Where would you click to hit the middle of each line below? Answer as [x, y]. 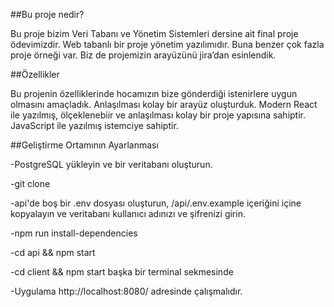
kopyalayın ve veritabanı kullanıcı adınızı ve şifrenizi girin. [128, 213]
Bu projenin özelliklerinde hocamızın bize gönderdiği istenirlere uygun [154, 93]
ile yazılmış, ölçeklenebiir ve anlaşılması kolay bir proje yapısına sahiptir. [158, 115]
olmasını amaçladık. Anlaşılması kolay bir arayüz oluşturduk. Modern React [164, 104]
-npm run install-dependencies [74, 233]
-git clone [30, 183]
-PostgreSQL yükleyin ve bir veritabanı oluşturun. [111, 164]
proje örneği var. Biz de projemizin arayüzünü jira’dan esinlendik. [143, 55]
